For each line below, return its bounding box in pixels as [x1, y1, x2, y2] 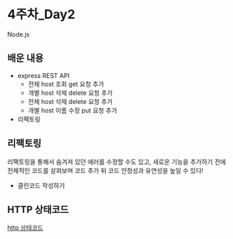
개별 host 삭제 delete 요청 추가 [27, 89, 113, 97]
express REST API [17, 71, 70, 79]
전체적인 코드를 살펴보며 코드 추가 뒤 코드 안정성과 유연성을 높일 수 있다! [7, 166, 204, 174]
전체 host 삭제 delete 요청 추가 [27, 97, 113, 105]
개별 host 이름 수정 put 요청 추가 [27, 106, 118, 115]
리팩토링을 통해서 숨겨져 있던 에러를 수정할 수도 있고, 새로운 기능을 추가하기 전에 [7, 157, 227, 166]
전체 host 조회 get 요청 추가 [27, 79, 105, 88]
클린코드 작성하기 [17, 181, 65, 190]
